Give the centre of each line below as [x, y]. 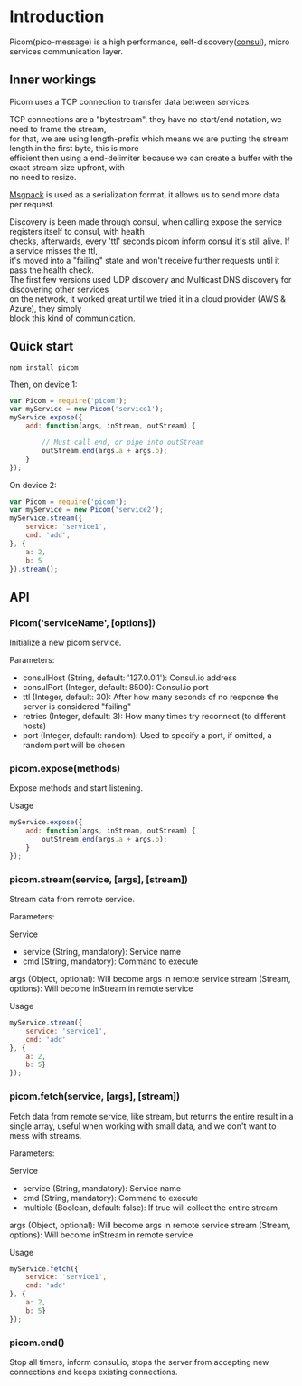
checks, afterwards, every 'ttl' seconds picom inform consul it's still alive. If [150, 241]
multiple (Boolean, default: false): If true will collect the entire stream [150, 1208]
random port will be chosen [74, 746]
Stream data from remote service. [72, 900]
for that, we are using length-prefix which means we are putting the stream [149, 139]
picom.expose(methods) [65, 769]
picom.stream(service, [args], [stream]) [99, 879]
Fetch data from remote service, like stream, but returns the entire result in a [151, 1116]
